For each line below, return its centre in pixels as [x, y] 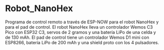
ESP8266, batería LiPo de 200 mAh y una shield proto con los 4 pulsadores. [82, 42]
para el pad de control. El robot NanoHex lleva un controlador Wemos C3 [79, 27]
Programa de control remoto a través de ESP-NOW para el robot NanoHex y [82, 22]
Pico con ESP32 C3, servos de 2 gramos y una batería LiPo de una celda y [81, 32]
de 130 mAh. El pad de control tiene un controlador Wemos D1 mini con [77, 37]
